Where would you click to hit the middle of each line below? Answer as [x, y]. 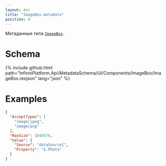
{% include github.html [29, 68]
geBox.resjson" [21, 78]
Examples [26, 99]
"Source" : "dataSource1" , [41, 145]
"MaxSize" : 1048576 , [31, 136]
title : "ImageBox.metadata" [35, 15]
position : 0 [18, 19]
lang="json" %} [54, 78]
